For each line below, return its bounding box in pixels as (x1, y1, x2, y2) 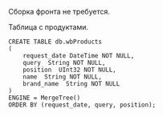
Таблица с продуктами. (8, 22, 89, 31)
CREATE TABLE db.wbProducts (8, 38, 103, 46)
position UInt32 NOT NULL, (22, 66, 116, 74)
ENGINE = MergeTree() (8, 94, 81, 102)
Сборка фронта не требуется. (8, 7, 110, 16)
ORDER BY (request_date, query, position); (8, 101, 157, 109)
